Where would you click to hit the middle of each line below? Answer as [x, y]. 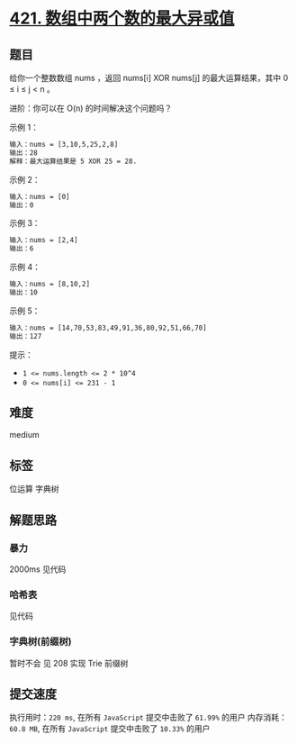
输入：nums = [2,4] [44, 240]
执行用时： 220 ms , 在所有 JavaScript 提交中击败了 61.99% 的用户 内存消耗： [148, 718]
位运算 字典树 [34, 489]
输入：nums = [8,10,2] [50, 285]
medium [24, 435]
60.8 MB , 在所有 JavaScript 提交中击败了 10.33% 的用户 [110, 729]
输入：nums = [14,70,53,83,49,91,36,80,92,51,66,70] [108, 328]
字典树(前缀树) [40, 642]
